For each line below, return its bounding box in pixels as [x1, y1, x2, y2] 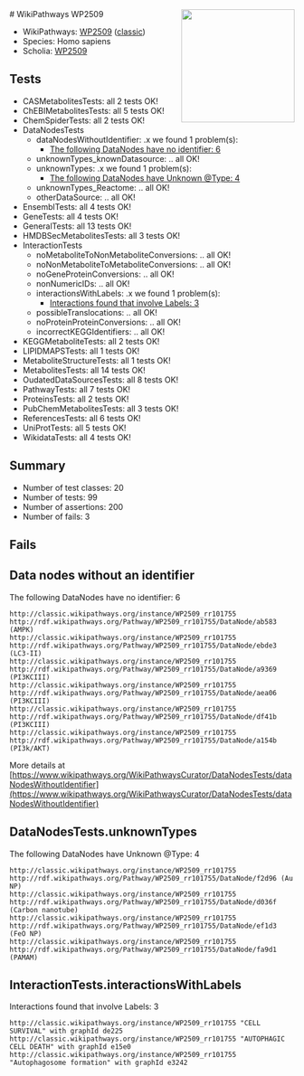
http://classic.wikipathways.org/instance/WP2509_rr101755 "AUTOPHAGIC [9, 1034, 285, 1043]
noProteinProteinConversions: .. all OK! [35, 316, 181, 327]
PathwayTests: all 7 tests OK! [22, 383, 131, 394]
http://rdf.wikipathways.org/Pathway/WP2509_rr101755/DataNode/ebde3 [9, 641, 278, 650]
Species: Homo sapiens [22, 36, 111, 46]
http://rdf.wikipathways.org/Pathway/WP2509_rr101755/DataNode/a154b [9, 736, 278, 745]
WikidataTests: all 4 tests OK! [22, 431, 131, 442]
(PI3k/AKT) [9, 743, 51, 753]
